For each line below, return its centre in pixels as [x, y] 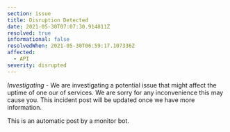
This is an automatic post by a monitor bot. [68, 121]
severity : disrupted [37, 65]
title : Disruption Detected [48, 20]
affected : [22, 53]
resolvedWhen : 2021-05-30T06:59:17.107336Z [71, 46]
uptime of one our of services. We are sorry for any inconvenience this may [115, 92]
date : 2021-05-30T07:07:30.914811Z [59, 26]
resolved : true [29, 33]
